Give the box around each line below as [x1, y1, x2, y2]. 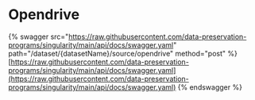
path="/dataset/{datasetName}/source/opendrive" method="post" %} [8, 48, 238, 58]
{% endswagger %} [177, 82, 242, 92]
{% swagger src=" [8, 32, 69, 41]
